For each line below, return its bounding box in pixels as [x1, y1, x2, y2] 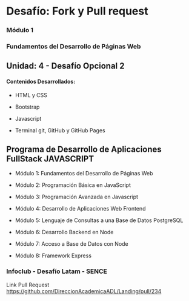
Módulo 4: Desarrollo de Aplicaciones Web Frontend [15, 205, 146, 212]
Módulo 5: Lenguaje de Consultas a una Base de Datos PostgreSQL [15, 217, 184, 224]
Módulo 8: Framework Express [15, 252, 92, 259]
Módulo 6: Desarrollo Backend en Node [15, 229, 114, 236]
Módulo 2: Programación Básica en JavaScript [15, 181, 131, 189]
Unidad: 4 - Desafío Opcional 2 [6, 61, 125, 71]
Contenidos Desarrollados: [6, 78, 76, 86]
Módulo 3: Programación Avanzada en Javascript [15, 193, 138, 201]
